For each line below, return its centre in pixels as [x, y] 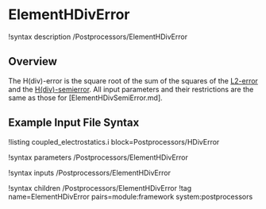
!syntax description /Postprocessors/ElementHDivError [98, 37]
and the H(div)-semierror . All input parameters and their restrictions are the [131, 89]
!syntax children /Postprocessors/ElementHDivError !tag [100, 188]
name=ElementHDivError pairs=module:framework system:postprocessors [131, 196]
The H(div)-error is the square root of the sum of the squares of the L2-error [133, 80]
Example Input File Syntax [74, 123]
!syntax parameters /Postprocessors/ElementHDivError [98, 157]
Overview [33, 62]
